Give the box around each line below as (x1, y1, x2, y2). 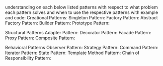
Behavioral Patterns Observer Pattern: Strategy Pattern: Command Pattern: (5, 45, 159, 50)
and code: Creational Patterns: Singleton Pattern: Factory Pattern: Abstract (5, 15, 158, 20)
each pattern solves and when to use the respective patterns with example (5, 9, 158, 15)
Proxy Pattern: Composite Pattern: (5, 35, 76, 41)
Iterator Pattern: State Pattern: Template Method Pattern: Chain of (5, 50, 140, 56)
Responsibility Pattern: (5, 55, 51, 61)
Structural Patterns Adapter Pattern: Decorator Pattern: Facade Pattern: (5, 30, 152, 35)
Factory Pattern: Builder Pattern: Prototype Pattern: (5, 20, 110, 26)
